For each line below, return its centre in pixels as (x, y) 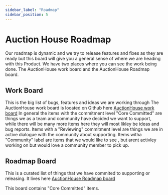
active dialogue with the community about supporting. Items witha (73, 135)
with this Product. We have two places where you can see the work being (81, 64)
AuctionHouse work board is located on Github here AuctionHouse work (80, 108)
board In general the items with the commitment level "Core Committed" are (83, 113)
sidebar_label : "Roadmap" (32, 10)
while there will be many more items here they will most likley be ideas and (82, 124)
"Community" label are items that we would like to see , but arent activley (81, 140)
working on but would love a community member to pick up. (67, 145)
